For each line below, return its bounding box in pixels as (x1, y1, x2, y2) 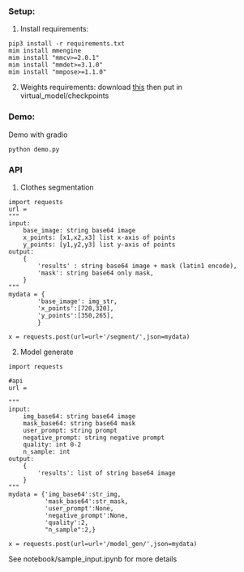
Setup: (8, 6, 36, 17)
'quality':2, (44, 519, 89, 527)
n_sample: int (23, 447, 71, 455)
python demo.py (8, 145, 60, 153)
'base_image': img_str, (37, 297, 118, 305)
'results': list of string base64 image (37, 468, 176, 477)
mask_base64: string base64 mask (23, 419, 136, 427)
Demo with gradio (8, 130, 68, 139)
